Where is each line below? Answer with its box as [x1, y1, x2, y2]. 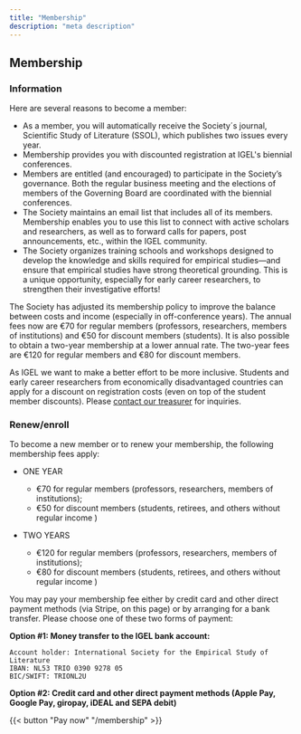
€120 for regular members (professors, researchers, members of [35, 548, 277, 558]
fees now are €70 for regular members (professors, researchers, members [9, 320, 287, 331]
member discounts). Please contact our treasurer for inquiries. [9, 396, 241, 407]
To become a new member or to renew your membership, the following [9, 439, 274, 450]
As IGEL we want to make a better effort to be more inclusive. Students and [9, 367, 289, 378]
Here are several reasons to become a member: [9, 103, 187, 114]
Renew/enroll [9, 418, 70, 431]
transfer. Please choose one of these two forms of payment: [9, 613, 233, 624]
